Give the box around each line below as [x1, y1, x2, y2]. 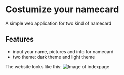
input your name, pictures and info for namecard [12, 48, 114, 54]
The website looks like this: [5, 63, 62, 69]
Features [5, 35, 34, 44]
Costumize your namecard [5, 4, 119, 15]
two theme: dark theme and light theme [12, 54, 95, 60]
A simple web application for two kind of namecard [5, 20, 112, 26]
